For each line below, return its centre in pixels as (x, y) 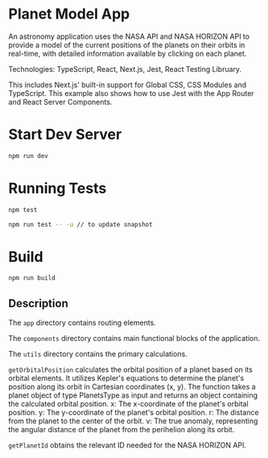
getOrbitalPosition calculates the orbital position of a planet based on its (131, 370)
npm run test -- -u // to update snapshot (80, 224)
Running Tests (58, 188)
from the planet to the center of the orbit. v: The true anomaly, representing (133, 421)
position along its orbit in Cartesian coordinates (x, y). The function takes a (132, 387)
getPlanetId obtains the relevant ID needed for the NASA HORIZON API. (128, 445)
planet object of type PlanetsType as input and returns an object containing (133, 395)
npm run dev (28, 156)
